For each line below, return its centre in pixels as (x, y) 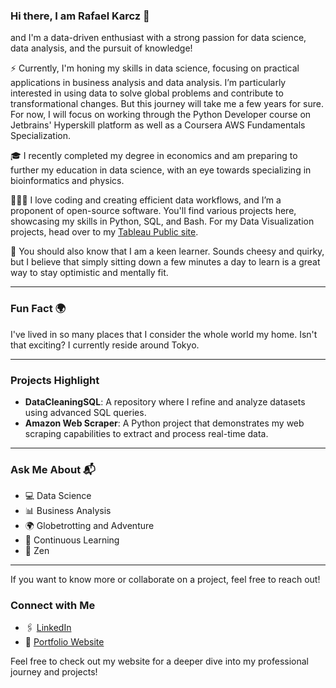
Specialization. (41, 136)
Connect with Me (53, 606)
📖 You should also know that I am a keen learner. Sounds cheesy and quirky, (167, 251)
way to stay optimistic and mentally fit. (89, 273)
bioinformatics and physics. (67, 181)
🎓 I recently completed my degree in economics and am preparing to (154, 156)
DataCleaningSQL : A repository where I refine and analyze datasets (165, 401)
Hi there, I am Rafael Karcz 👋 (80, 16)
